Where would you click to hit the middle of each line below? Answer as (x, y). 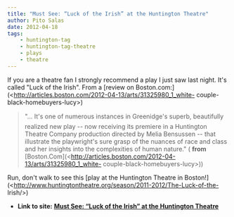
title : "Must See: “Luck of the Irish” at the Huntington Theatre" (108, 14)
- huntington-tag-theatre (58, 46)
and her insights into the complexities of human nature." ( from (115, 149)
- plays (31, 54)
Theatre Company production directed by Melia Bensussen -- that (120, 134)
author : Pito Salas (36, 20)
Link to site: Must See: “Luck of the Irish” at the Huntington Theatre (118, 206)
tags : (15, 33)
